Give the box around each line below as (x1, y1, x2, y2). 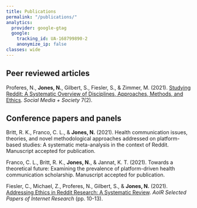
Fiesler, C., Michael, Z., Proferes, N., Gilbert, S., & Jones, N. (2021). (6, 183, 168, 190)
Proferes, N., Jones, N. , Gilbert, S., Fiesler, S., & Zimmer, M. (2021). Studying (6, 84, 191, 91)
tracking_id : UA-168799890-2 (16, 36, 88, 42)
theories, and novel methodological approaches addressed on (6, 135, 157, 142)
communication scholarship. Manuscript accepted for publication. (6, 171, 165, 179)
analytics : (6, 19, 33, 25)
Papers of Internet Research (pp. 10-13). (6, 195, 104, 202)
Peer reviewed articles (6, 69, 90, 79)
